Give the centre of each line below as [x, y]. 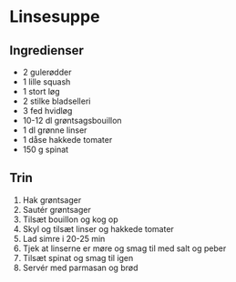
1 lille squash [46, 82]
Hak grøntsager [52, 200]
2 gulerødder [47, 72]
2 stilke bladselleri [56, 101]
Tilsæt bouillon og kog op [70, 219]
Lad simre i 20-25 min [64, 238]
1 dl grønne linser [55, 130]
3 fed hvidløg [47, 111]
